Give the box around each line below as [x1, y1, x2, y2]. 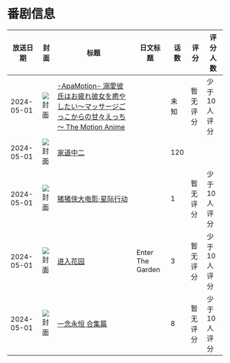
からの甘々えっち [71, 112, 127, 121]
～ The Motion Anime [57, 122, 125, 132]
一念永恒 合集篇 [57, 319, 107, 329]
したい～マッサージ [57, 101, 119, 111]
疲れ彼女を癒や [77, 91, 127, 101]
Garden [136, 264, 161, 274]
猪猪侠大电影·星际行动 [57, 194, 128, 203]
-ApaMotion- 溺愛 [57, 81, 117, 90]
